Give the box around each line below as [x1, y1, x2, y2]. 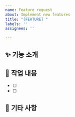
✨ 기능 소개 [5, 50, 38, 59]
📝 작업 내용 [5, 69, 37, 77]
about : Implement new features [5, 12, 70, 17]
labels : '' [5, 21, 28, 27]
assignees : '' [5, 26, 35, 31]
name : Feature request [5, 7, 52, 13]
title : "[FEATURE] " [5, 17, 48, 22]
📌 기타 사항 [5, 103, 37, 112]
